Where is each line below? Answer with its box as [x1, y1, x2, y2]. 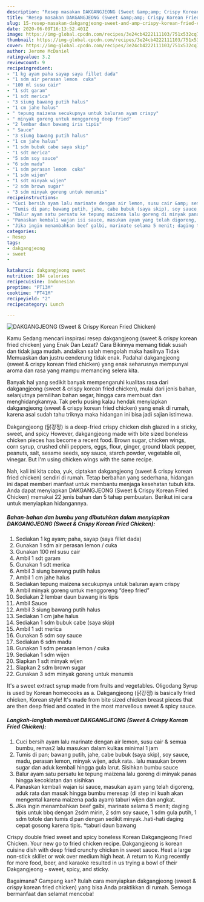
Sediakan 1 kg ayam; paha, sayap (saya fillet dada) [15, 535, 142, 542]
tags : [7, 240, 21, 246]
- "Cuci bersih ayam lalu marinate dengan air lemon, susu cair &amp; [7, 200, 189, 206]
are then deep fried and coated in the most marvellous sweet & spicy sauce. [7, 703, 197, 710]
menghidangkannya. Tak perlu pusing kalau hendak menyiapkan [7, 398, 168, 406]
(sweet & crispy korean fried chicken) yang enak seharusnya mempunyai [7, 361, 189, 368]
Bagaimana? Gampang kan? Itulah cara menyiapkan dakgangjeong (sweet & [7, 877, 196, 884]
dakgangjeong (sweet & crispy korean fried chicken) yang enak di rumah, [7, 404, 190, 412]
